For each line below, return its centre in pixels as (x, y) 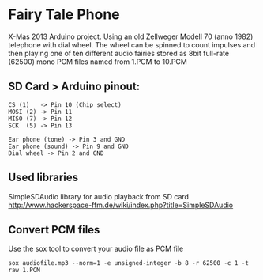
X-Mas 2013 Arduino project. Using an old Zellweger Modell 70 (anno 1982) (131, 36)
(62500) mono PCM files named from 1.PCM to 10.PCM (98, 62)
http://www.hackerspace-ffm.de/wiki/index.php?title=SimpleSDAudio (121, 205)
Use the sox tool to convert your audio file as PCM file (96, 249)
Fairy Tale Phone (64, 15)
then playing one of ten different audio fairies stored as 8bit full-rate (119, 53)
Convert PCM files (54, 230)
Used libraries (43, 178)
